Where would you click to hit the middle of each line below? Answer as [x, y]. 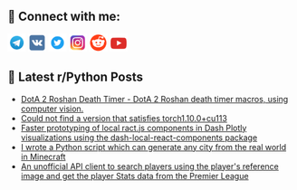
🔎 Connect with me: [64, 17]
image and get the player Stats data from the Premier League [134, 176]
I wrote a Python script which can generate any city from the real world [153, 147]
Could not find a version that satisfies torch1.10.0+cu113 [124, 118]
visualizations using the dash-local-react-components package [139, 138]
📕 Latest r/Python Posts [76, 77]
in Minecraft [43, 157]
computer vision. [52, 109]
